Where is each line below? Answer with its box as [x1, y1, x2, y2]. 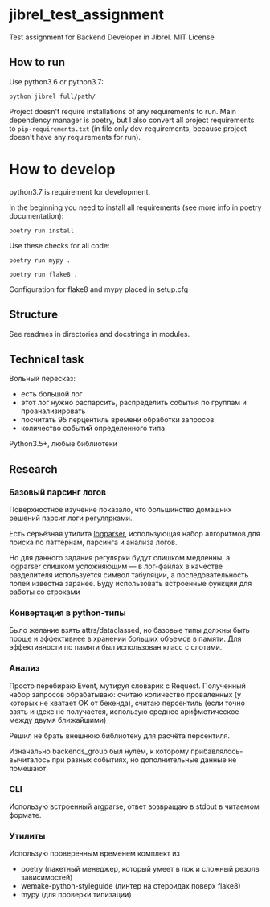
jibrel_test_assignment [9, 6, 164, 24]
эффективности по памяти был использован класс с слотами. [9, 642, 223, 652]
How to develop [9, 160, 116, 179]
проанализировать [20, 406, 86, 416]
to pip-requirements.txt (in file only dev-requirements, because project [9, 123, 247, 133]
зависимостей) [20, 872, 73, 882]
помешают [9, 763, 47, 773]
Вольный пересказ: [9, 374, 76, 384]
